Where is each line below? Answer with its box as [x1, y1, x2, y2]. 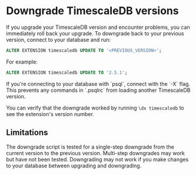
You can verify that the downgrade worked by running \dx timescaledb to [6, 104, 184, 111]
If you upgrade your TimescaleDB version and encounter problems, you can [6, 24, 190, 31]
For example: [6, 58, 38, 65]
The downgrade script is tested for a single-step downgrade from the [6, 143, 175, 150]
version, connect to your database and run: [6, 36, 111, 43]
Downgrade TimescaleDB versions [6, 4, 179, 18]
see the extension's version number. [6, 110, 94, 117]
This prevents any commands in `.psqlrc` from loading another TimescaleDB [6, 87, 191, 94]
